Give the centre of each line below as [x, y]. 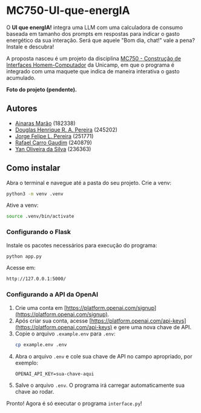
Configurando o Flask [39, 232]
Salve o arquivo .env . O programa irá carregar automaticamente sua [100, 385]
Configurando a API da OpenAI [52, 295]
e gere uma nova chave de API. [153, 327]
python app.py [24, 256]
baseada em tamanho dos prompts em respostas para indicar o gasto [93, 33]
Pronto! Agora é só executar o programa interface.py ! [74, 403]
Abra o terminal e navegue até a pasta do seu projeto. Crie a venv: [89, 183]
